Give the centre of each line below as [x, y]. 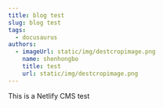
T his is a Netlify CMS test [49, 95]
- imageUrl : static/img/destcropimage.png [85, 52]
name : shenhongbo [51, 59]
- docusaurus [36, 37]
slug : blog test [34, 23]
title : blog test [36, 15]
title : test [42, 67]
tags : [17, 30]
